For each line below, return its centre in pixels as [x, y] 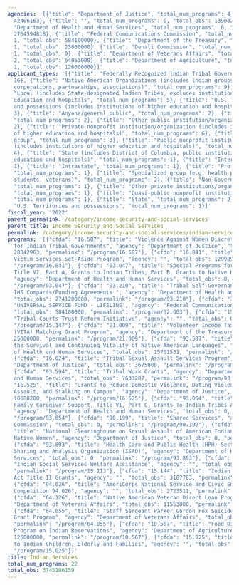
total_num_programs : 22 [43, 564]
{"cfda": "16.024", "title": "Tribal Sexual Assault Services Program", [124, 358]
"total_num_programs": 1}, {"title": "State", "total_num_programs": [119, 200]
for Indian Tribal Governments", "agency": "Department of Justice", [119, 246]
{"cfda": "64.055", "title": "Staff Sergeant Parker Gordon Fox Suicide [124, 511]
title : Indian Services [43, 557]
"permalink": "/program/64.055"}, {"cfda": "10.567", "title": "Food [119, 524]
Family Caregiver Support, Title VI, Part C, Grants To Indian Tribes [121, 405]
